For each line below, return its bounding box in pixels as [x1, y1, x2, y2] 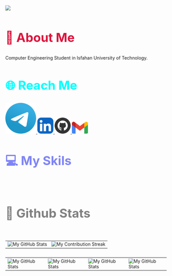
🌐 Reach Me [5, 77, 78, 93]
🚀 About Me [5, 30, 75, 45]
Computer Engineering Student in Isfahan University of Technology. [5, 54, 148, 61]
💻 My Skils [5, 153, 72, 168]
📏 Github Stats [5, 205, 91, 221]
